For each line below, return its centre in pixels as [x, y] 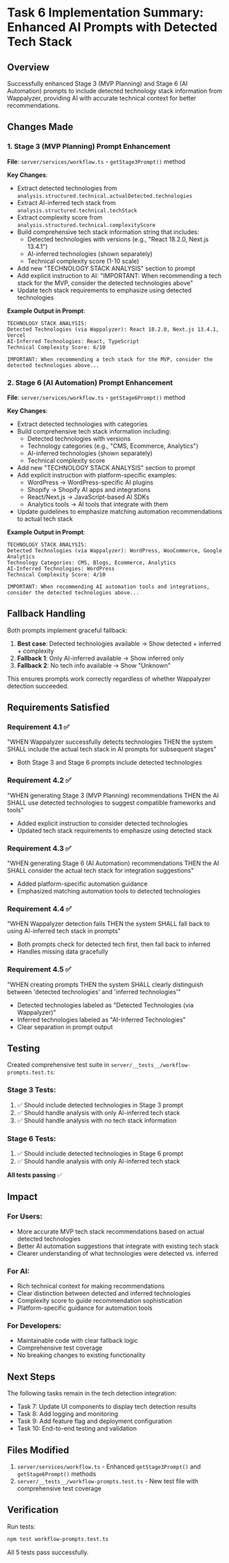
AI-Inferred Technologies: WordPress [61, 568]
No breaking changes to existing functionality [81, 1355]
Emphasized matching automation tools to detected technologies [109, 891]
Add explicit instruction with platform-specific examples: [97, 475]
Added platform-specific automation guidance [82, 884]
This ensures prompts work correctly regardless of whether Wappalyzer [109, 679]
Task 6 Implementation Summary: [106, 13]
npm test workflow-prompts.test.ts [58, 1539]
